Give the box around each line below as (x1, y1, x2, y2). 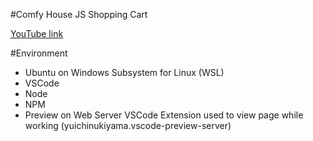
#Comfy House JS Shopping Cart (10, 9, 148, 20)
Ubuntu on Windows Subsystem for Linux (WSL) (24, 67, 225, 78)
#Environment (10, 47, 68, 59)
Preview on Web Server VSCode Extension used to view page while (24, 109, 304, 121)
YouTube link (10, 28, 64, 39)
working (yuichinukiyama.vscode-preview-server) (24, 120, 232, 131)
